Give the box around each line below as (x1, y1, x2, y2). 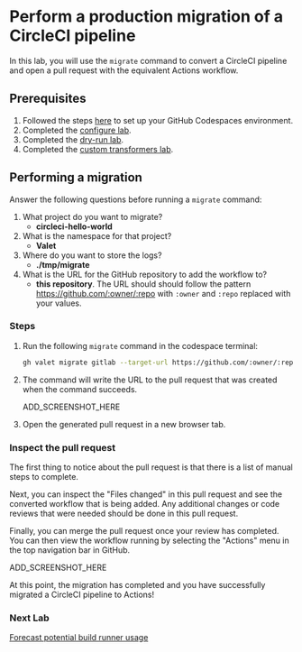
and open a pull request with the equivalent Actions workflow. (9, 65, 239, 76)
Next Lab (9, 611, 50, 624)
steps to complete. (9, 472, 79, 482)
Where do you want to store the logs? (22, 250, 162, 261)
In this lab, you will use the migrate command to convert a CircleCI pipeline (9, 55, 288, 66)
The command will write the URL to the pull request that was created (22, 374, 278, 385)
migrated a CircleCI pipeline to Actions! (9, 589, 155, 601)
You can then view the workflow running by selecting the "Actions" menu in (9, 535, 290, 546)
